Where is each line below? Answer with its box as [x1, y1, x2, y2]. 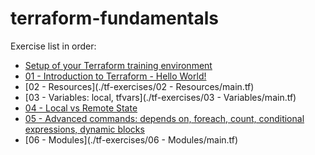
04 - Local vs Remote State [24, 102, 138, 114]
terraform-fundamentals [10, 7, 220, 30]
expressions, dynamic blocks [24, 123, 145, 135]
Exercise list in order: [10, 40, 97, 52]
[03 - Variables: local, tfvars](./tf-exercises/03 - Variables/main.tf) [24, 91, 297, 103]
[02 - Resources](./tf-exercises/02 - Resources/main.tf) [24, 80, 255, 92]
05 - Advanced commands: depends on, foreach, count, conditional [24, 112, 305, 124]
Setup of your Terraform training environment [24, 59, 213, 71]
